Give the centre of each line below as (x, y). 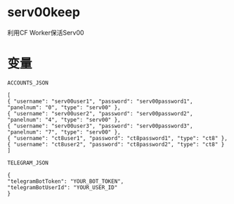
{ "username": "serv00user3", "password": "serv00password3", (100, 126)
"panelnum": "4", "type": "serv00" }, (64, 120)
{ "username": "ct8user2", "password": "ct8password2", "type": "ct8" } (116, 144)
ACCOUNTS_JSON (28, 83)
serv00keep (44, 12)
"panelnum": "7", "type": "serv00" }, (64, 132)
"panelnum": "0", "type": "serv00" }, (64, 107)
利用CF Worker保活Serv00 (46, 32)
